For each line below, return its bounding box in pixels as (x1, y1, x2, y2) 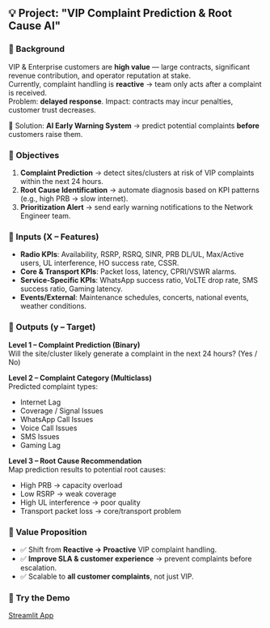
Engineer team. (19, 211, 71, 220)
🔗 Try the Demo (8, 592, 70, 603)
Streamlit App (8, 611, 54, 621)
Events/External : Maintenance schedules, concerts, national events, (19, 293, 249, 302)
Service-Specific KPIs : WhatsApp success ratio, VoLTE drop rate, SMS (19, 276, 259, 285)
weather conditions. (19, 301, 87, 311)
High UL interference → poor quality (19, 498, 141, 507)
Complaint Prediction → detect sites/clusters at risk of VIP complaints (19, 168, 255, 177)
